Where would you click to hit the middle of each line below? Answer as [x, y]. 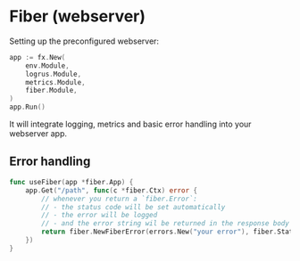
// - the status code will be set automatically [133, 207]
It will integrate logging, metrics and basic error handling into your [130, 124]
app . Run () [28, 107]
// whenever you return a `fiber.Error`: [120, 199]
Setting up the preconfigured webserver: [84, 41]
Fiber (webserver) [77, 16]
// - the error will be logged [100, 216]
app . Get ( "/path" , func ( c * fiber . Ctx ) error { [112, 190]
